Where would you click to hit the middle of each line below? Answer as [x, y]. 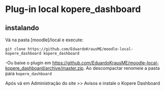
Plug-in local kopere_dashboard [73, 9]
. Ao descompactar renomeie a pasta [122, 68]
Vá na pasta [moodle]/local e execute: [44, 40]
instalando [22, 28]
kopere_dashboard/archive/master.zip [44, 68]
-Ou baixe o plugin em [28, 63]
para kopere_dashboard [29, 73]
